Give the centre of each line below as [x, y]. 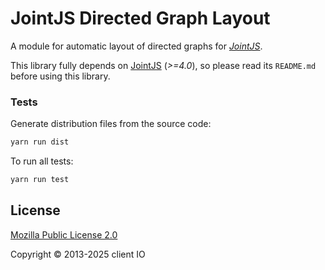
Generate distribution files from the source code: [111, 124]
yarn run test [40, 180]
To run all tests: [42, 161]
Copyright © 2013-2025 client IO [78, 254]
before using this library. [60, 76]
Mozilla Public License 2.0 [64, 234]
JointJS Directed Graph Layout [140, 18]
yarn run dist [40, 142]
